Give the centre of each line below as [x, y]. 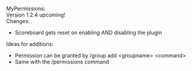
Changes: [18, 21]
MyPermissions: [26, 9]
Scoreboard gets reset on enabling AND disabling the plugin [88, 33]
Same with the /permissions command [62, 62]
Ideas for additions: [30, 44]
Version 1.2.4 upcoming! [36, 15]
